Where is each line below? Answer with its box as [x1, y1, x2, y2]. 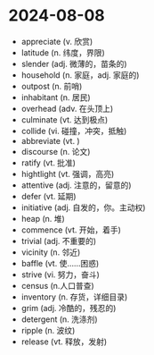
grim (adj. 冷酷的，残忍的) [20, 302, 117, 313]
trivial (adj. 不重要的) [20, 235, 97, 246]
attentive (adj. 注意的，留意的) [20, 180, 132, 190]
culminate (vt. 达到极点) [20, 114, 109, 125]
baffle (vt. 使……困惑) [20, 258, 100, 268]
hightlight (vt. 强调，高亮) [20, 168, 115, 179]
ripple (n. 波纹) [20, 325, 76, 335]
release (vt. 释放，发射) [20, 336, 108, 347]
